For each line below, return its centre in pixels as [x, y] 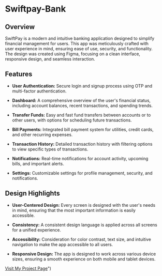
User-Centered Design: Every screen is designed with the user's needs [84, 205]
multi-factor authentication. [39, 91]
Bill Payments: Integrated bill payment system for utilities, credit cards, [83, 129]
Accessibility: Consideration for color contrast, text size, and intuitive [81, 239]
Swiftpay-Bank [36, 9]
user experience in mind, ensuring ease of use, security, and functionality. [79, 49]
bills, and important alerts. [38, 164]
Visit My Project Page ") [28, 268]
